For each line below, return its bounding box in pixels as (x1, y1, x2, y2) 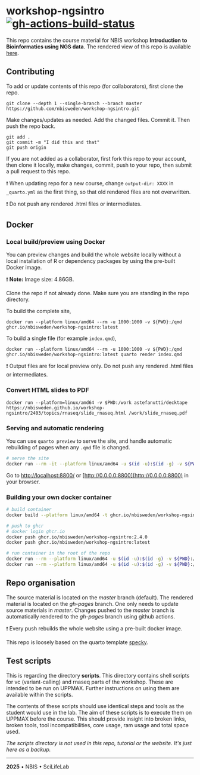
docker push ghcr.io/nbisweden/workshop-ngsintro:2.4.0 (6, 534, 148, 540)
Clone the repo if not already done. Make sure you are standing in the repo (6, 290, 189, 297)
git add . (6, 134, 31, 140)
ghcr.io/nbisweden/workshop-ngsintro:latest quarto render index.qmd (6, 351, 183, 358)
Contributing (6, 67, 55, 77)
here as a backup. (6, 746, 51, 753)
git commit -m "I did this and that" (6, 139, 100, 145)
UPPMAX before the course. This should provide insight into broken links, (6, 715, 186, 722)
